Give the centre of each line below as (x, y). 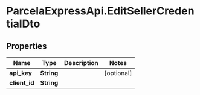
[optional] (118, 73)
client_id (22, 83)
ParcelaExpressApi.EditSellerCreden (100, 11)
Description (81, 63)
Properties (27, 46)
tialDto (23, 24)
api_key (21, 73)
